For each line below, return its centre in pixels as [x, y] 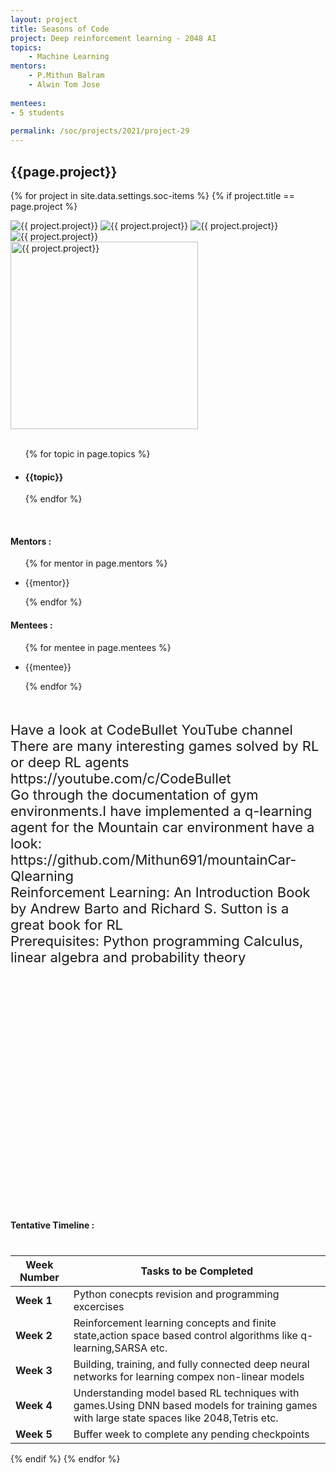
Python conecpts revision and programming [176, 1294]
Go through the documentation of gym [134, 794]
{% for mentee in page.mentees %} [98, 647]
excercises [99, 1306]
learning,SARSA [110, 1348]
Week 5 [34, 1434]
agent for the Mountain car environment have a [162, 827]
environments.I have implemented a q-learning [161, 811]
